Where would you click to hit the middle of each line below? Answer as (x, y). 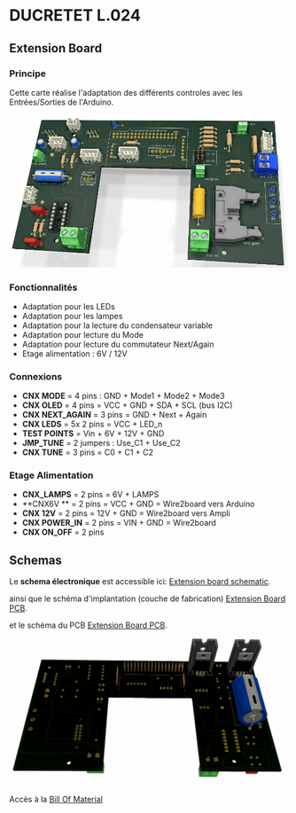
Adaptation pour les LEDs (68, 306)
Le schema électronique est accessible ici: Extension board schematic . (140, 582)
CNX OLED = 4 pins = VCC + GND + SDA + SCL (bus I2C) (127, 405)
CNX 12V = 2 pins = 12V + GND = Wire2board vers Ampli (126, 513)
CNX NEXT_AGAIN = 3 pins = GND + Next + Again (114, 415)
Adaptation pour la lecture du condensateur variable (117, 325)
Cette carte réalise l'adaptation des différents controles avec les (126, 92)
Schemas (35, 560)
